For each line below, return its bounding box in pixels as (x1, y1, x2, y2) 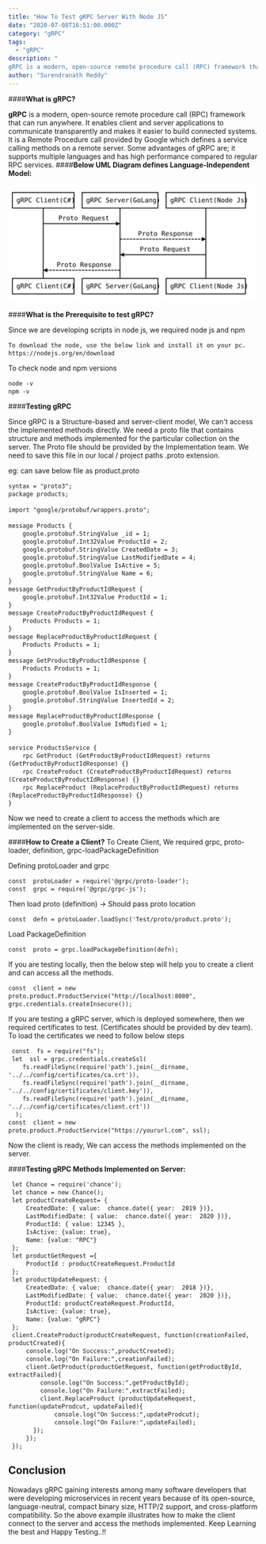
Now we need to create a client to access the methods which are (8, 813, 220, 822)
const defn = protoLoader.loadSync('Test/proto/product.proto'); (8, 915, 232, 923)
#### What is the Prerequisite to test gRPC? (8, 309, 154, 319)
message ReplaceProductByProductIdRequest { (8, 633, 158, 641)
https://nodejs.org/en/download (8, 349, 115, 357)
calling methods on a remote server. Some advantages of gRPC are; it (8, 143, 236, 152)
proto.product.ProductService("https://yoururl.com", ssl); (8, 1126, 211, 1134)
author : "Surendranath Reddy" (8, 71, 108, 79)
